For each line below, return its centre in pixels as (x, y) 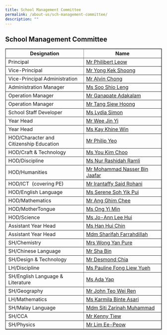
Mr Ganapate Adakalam (114, 96)
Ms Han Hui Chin (106, 226)
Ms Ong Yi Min (103, 209)
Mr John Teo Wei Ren (111, 291)
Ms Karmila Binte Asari (113, 300)
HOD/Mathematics (30, 201)
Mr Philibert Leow (107, 62)
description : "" (22, 19)
